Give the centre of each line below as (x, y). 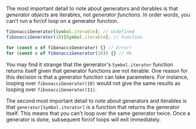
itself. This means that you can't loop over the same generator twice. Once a (98, 113)
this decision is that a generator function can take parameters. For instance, (97, 77)
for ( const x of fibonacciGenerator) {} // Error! (69, 47)
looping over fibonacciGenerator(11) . (51, 89)
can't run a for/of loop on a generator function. (62, 21)
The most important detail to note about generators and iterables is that (92, 9)
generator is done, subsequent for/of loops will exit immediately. (83, 119)
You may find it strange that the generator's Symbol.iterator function (90, 64)
